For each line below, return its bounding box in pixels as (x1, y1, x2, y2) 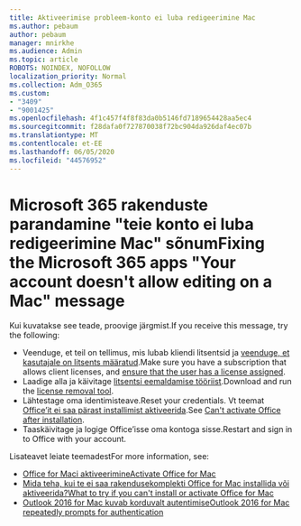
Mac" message (9, 291, 125, 311)
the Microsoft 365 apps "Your (9, 252, 236, 272)
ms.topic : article (9, 55, 78, 64)
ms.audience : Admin (9, 47, 83, 56)
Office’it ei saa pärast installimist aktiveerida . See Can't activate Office (22, 405, 281, 416)
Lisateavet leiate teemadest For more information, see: (9, 451, 210, 462)
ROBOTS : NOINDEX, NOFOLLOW (9, 64, 111, 73)
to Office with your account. (22, 434, 127, 445)
